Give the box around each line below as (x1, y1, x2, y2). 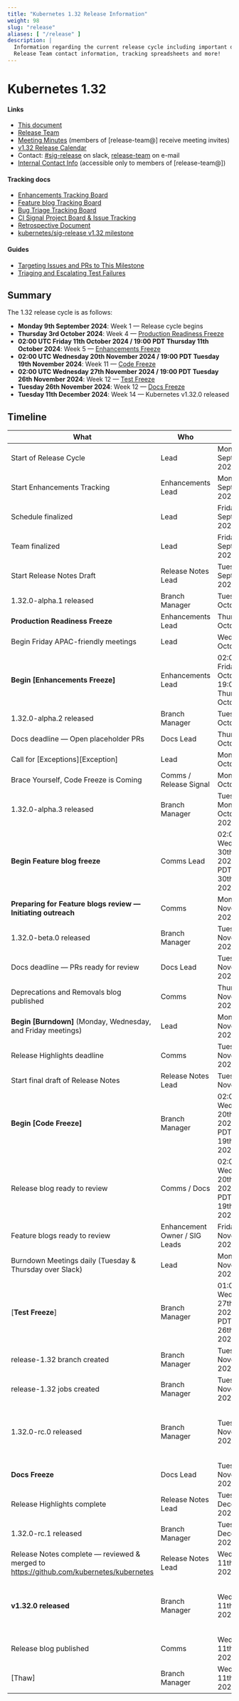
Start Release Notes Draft (11, 571, 96, 581)
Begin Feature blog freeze (11, 856, 101, 866)
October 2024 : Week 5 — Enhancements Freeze (17, 345, 161, 353)
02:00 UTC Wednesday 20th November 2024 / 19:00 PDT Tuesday (17, 352, 220, 361)
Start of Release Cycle (11, 453, 85, 463)
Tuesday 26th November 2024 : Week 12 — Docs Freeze (17, 382, 185, 391)
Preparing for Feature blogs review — (11, 899, 141, 909)
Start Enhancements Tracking (11, 482, 110, 492)
